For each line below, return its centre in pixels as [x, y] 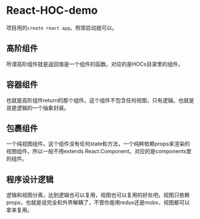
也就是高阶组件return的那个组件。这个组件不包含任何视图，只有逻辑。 [92, 100]
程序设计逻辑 [30, 179]
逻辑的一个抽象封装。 [43, 108]
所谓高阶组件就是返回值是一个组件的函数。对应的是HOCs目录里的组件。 [95, 64]
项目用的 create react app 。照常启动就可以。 [62, 28]
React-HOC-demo [52, 10]
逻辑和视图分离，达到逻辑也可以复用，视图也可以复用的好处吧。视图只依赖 [98, 195]
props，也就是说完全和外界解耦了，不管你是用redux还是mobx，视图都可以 [98, 203]
